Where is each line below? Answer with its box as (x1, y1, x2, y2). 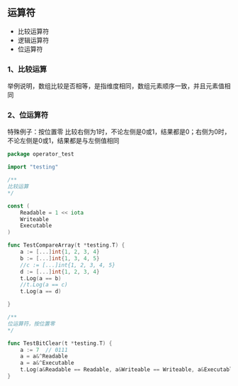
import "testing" (7, 163, 59, 171)
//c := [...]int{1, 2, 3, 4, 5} (20, 262, 115, 269)
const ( (7, 202, 30, 210)
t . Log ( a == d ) (20, 288, 62, 295)
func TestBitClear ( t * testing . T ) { (7, 340, 113, 347)
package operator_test (7, 151, 74, 158)
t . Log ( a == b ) (20, 274, 62, 282)
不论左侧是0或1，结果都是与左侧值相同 (7, 136, 120, 145)
